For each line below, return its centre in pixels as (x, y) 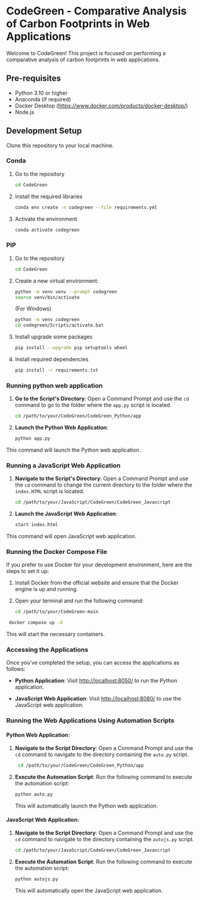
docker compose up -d (36, 623)
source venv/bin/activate (47, 297)
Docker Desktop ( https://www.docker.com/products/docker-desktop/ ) (101, 106)
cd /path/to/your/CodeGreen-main (57, 612)
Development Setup (44, 131)
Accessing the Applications (47, 649)
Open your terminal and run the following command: (79, 601)
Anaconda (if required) (43, 99)
